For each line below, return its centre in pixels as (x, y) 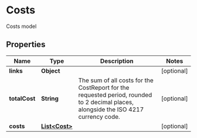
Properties (26, 45)
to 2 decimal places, (106, 102)
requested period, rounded (115, 95)
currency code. (99, 116)
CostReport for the (104, 87)
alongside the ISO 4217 (111, 109)
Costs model (21, 26)
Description (117, 61)
